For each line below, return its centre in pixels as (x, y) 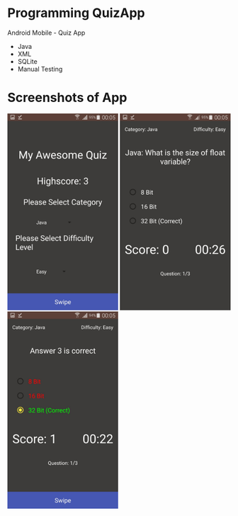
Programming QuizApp (76, 13)
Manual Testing (40, 69)
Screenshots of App (67, 98)
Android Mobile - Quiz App (46, 33)
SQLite (27, 61)
